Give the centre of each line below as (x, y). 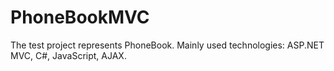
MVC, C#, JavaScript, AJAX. (68, 55)
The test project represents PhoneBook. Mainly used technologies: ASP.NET (167, 45)
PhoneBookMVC (80, 17)
